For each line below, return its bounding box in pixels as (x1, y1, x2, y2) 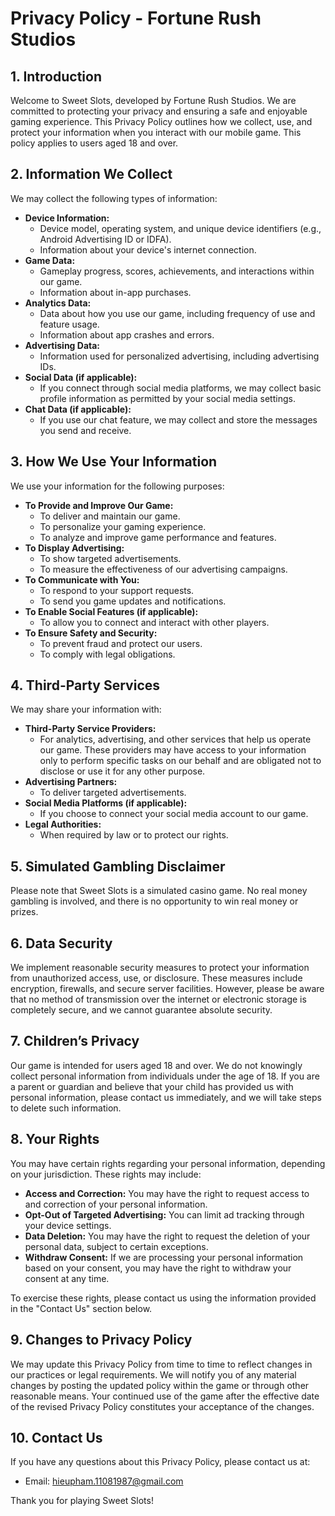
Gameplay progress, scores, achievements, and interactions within (39, 265, 315, 277)
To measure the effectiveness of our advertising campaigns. (39, 563, 288, 575)
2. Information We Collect (10, 166, 173, 183)
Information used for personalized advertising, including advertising (39, 350, 320, 362)
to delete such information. (10, 1102, 122, 1114)
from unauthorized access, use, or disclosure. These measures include (10, 972, 303, 984)
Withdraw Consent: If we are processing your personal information (24, 1251, 304, 1263)
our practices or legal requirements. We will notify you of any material (10, 1368, 297, 1381)
